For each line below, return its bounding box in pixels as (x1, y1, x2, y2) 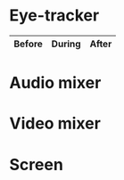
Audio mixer (9, 73, 102, 94)
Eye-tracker (9, 5, 100, 26)
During (51, 37, 82, 50)
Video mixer (9, 113, 101, 134)
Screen (9, 154, 64, 175)
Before (13, 37, 43, 50)
